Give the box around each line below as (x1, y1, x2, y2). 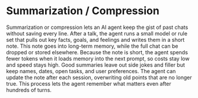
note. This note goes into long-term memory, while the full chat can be (6, 43, 178, 50)
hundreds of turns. (6, 86, 52, 93)
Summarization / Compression (6, 4, 160, 18)
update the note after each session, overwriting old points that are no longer (6, 74, 192, 81)
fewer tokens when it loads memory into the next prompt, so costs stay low (6, 55, 190, 62)
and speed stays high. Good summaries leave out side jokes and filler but (6, 61, 186, 68)
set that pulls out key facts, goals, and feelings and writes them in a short (6, 36, 185, 43)
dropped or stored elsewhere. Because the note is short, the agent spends (6, 48, 189, 55)
